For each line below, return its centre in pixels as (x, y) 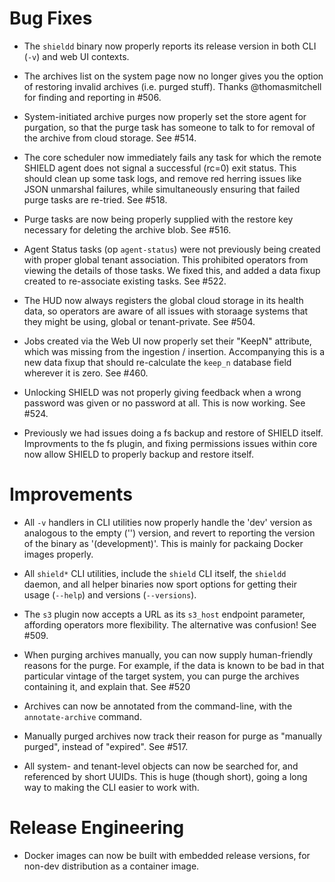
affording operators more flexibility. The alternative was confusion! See (170, 624)
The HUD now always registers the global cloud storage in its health (163, 300)
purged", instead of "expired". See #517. (106, 746)
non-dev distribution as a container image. (111, 866)
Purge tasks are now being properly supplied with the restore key (158, 219)
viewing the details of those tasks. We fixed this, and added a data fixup (172, 270)
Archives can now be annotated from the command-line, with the (158, 706)
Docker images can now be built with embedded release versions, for (167, 855)
